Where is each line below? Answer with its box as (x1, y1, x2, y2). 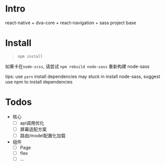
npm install (17, 54, 43, 59)
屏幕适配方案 (20, 126, 47, 132)
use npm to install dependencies (5, 78, 73, 85)
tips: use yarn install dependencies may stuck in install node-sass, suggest (5, 73, 160, 79)
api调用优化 (20, 120, 44, 126)
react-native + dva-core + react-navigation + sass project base (5, 20, 136, 26)
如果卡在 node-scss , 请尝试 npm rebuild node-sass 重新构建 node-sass (5, 63, 150, 69)
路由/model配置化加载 (20, 132, 66, 138)
